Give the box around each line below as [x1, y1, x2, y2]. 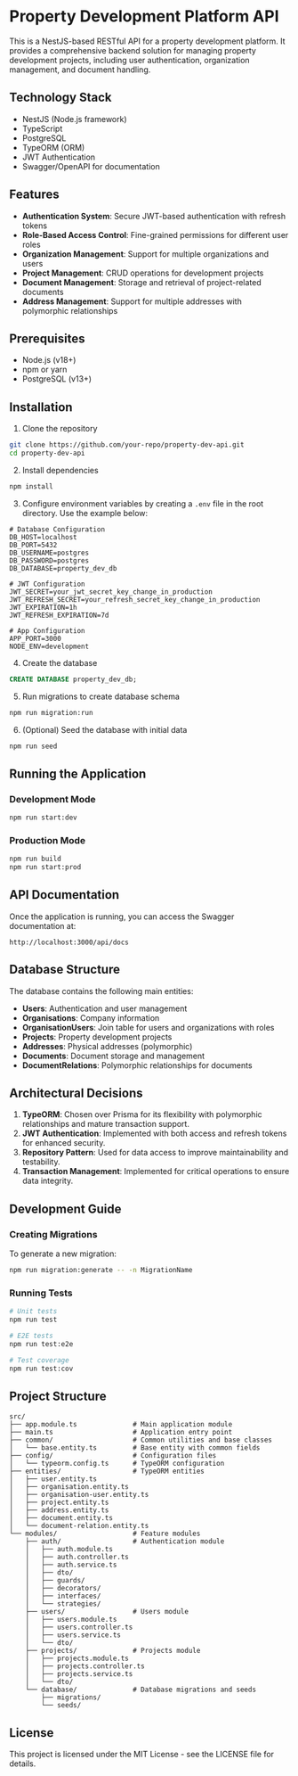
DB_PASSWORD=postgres [9, 555, 90, 565]
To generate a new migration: [9, 1248, 117, 1259]
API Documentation [9, 887, 120, 902]
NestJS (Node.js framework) [21, 113, 127, 124]
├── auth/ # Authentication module [25, 1537, 225, 1546]
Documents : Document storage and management [21, 1050, 205, 1061]
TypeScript [21, 123, 63, 134]
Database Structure [9, 962, 120, 977]
